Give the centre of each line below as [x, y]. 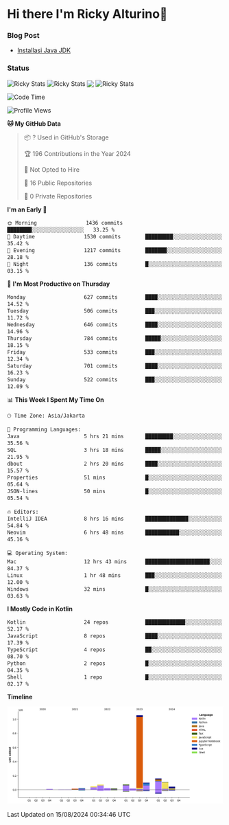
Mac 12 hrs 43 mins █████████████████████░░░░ [115, 562]
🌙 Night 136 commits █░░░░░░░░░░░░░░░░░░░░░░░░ [115, 264]
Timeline [20, 697]
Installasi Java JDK [44, 50]
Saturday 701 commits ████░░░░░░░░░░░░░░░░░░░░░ [115, 366]
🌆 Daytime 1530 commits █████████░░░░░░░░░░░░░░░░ [115, 237]
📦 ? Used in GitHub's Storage [67, 137]
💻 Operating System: [38, 553]
